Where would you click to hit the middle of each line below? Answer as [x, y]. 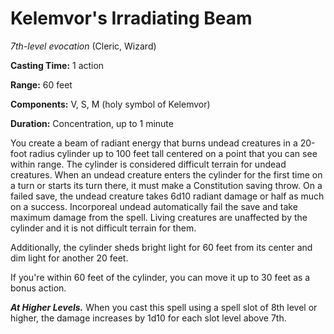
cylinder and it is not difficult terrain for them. [103, 228]
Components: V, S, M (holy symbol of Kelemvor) [110, 104]
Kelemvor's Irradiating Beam [131, 18]
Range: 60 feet [41, 84]
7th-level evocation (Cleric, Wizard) [83, 46]
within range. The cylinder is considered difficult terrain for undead [148, 164]
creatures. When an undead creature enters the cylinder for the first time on [166, 174]
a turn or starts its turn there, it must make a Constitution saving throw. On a [166, 185]
